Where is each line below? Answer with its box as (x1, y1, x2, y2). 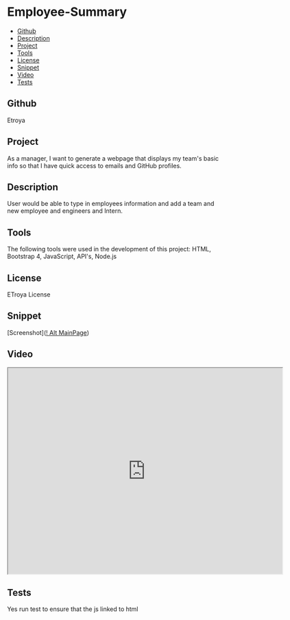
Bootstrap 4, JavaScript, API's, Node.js (7, 252, 117, 261)
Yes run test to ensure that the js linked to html (7, 605, 138, 613)
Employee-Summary (7, 4, 128, 20)
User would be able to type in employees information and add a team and (7, 200, 215, 208)
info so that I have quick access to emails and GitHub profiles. (7, 161, 182, 170)
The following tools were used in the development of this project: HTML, (7, 245, 211, 253)
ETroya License (7, 290, 51, 299)
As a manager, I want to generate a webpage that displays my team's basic (7, 154, 219, 162)
